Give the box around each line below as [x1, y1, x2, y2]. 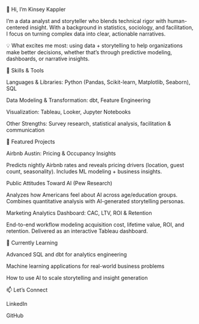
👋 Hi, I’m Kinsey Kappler [6, 6, 66, 13]
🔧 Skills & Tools [6, 67, 44, 74]
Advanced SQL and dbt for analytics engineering [6, 251, 127, 258]
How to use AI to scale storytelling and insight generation [6, 275, 148, 281]
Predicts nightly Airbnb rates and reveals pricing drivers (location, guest [6, 162, 185, 168]
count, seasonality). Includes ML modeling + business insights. [6, 168, 162, 175]
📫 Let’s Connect [6, 287, 48, 293]
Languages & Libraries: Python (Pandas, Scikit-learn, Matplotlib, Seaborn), [6, 78, 191, 86]
